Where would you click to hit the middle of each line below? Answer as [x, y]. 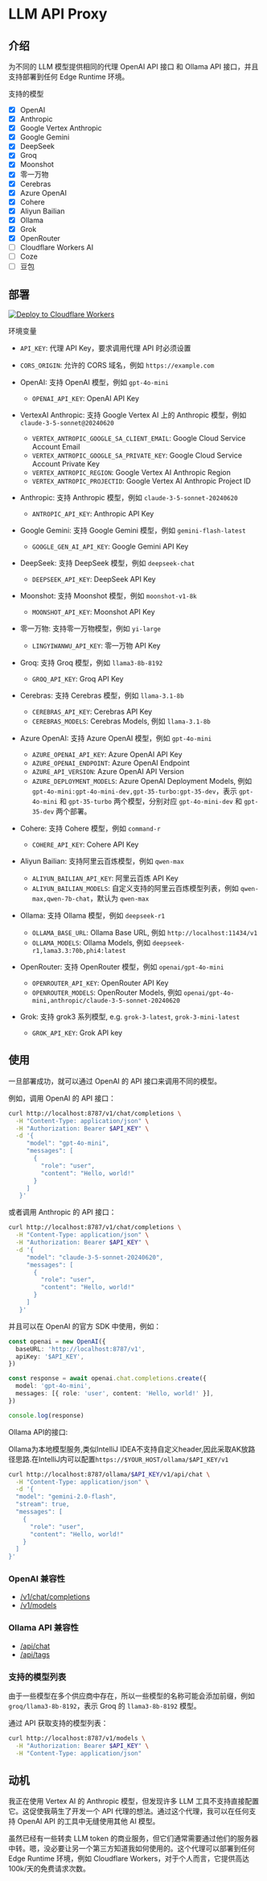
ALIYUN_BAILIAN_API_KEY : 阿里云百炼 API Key [105, 878]
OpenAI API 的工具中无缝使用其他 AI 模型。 [88, 1821]
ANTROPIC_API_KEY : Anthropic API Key [93, 513]
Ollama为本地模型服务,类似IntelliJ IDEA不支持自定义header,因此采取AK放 [128, 1449]
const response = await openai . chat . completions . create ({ [107, 1378]
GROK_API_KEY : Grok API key [77, 1033]
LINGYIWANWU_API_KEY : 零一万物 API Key [96, 645]
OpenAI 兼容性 [37, 1579]
